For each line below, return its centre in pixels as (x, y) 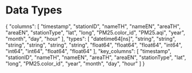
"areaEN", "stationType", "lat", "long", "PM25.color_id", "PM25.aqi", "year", (95, 32)
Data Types (34, 10)
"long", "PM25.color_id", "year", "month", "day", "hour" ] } (75, 63)
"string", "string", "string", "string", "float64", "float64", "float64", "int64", (94, 45)
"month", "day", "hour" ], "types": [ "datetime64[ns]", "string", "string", (91, 39)
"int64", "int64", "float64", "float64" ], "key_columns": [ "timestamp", (88, 51)
